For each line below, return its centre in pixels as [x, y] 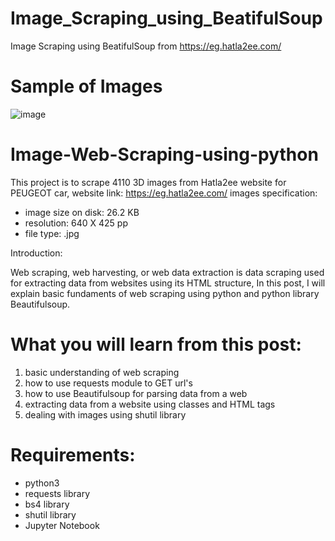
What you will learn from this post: [156, 344]
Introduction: [36, 253]
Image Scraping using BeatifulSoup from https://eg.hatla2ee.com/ [146, 46]
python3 [42, 483]
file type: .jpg [52, 233]
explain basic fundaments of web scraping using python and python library [165, 293]
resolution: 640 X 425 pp [76, 223]
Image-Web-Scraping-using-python [164, 154]
